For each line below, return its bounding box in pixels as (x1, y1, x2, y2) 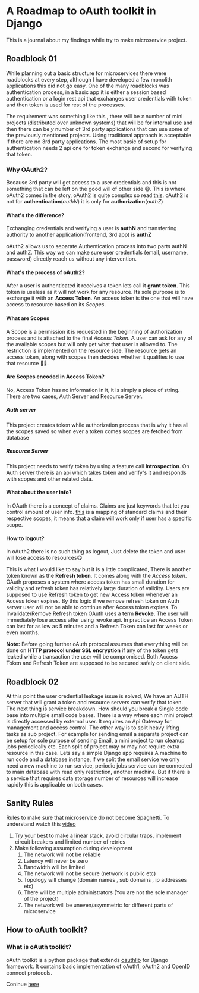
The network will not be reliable (23, 851, 101, 858)
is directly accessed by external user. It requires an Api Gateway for (6, 718, 172, 725)
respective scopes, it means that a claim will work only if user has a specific (6, 515, 192, 522)
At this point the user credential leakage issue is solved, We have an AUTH (6, 693, 189, 700)
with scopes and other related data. (6, 475, 93, 483)
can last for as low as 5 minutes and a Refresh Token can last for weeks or (6, 623, 188, 630)
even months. (6, 629, 40, 636)
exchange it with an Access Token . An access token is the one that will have (6, 295, 194, 302)
